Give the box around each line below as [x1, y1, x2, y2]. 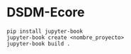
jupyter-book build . [6, 40, 71, 47]
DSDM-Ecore [6, 4, 86, 21]
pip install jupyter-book [6, 28, 83, 35]
